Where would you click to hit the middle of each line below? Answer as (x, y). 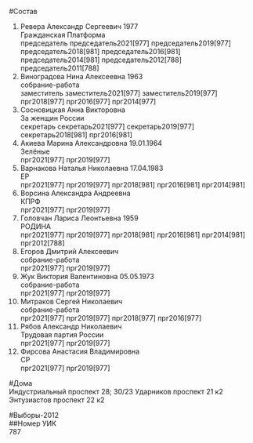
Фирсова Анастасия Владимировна (80, 351)
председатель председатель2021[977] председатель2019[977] (126, 43)
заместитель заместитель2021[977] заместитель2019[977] (119, 93)
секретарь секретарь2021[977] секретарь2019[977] (107, 126)
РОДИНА (36, 226)
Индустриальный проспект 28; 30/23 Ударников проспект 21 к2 (116, 392)
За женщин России (52, 118)
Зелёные (35, 151)
